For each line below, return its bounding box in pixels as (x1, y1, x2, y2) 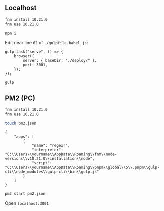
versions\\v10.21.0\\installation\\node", (5, 156, 95, 161)
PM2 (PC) (5, 94, 36, 102)
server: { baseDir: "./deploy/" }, (23, 58, 97, 63)
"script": (31, 160, 52, 165)
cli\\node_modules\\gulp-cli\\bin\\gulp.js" (5, 169, 99, 174)
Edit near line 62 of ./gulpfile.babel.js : (5, 40, 88, 46)
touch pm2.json (5, 121, 37, 126)
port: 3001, (23, 62, 48, 68)
